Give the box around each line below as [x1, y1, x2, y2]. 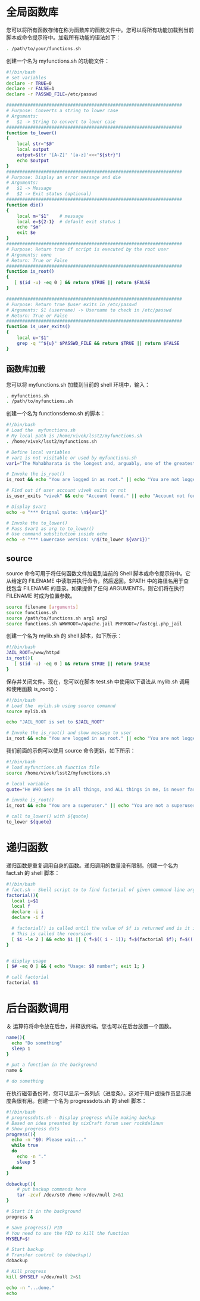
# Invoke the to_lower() [6, 520, 68, 526]
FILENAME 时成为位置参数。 [6, 592, 76, 599]
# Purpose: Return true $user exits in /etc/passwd [6, 301, 137, 307]
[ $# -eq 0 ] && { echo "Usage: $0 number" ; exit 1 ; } [6, 963, 145, 970]
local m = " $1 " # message [17, 213, 84, 219]
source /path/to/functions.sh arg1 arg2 [6, 615, 108, 621]
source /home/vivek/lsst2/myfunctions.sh [6, 770, 111, 776]
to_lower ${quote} [6, 819, 52, 825]
